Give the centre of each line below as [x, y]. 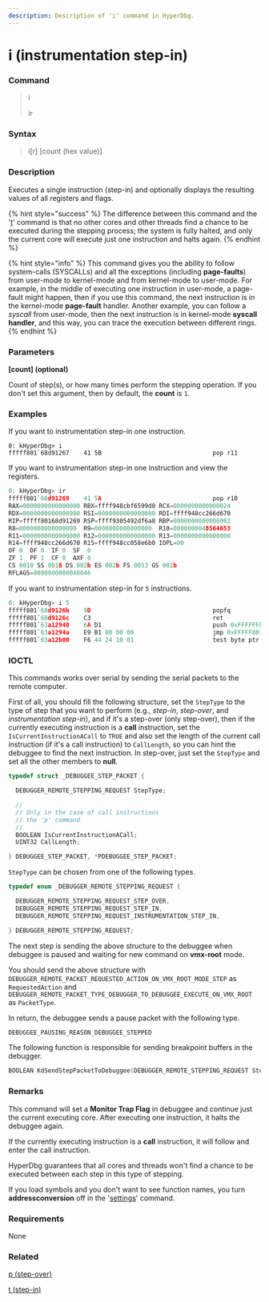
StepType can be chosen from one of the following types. [102, 872]
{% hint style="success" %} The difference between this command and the [133, 214]
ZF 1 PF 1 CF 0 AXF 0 [50, 558]
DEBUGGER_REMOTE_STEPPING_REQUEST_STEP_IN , [89, 908]
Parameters [31, 351]
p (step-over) [30, 1274]
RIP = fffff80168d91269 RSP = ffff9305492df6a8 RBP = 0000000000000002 [119, 521]
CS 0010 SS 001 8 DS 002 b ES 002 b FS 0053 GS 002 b [93, 566]
